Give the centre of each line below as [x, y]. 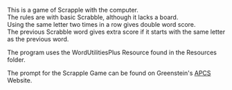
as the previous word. [38, 39]
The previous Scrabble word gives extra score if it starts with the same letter [116, 32]
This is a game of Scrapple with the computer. [73, 10]
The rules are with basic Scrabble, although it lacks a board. [93, 17]
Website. [20, 80]
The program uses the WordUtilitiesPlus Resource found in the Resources [112, 52]
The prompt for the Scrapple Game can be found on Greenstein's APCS [109, 73]
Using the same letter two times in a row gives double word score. [101, 24]
